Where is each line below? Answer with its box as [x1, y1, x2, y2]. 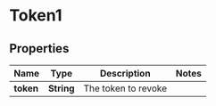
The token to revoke [83, 82, 168, 94]
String [47, 82, 75, 94]
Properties [9, 41, 70, 56]
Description [99, 68, 151, 79]
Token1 [9, 5, 62, 26]
